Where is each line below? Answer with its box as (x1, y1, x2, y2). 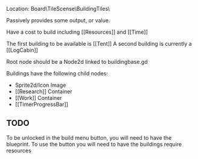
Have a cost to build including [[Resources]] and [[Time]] (6, 28, 148, 36)
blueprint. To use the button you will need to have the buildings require (6, 140, 182, 148)
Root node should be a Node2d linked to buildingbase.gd (6, 58, 148, 65)
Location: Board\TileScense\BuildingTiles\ (6, 5, 110, 12)
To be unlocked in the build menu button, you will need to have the (6, 134, 172, 141)
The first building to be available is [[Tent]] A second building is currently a (6, 40, 192, 47)
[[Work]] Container (14, 95, 62, 101)
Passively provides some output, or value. (6, 17, 110, 23)
